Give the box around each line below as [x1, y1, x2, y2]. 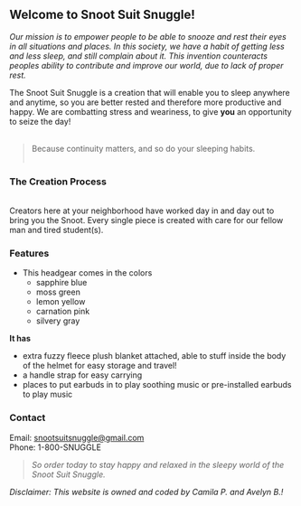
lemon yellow [35, 296, 86, 307]
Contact [9, 411, 46, 424]
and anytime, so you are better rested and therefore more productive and [9, 97, 282, 108]
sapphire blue [35, 277, 88, 288]
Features [9, 248, 50, 260]
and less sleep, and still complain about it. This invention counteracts [9, 50, 268, 61]
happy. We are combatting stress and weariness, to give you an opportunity [9, 106, 292, 117]
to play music [22, 389, 73, 400]
